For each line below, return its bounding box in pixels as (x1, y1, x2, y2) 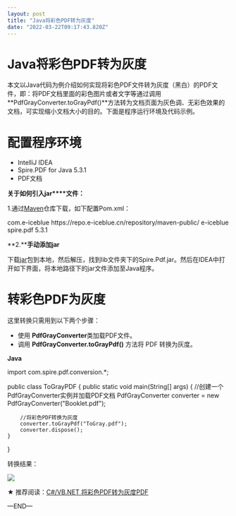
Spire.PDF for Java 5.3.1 (17, 166, 87, 174)
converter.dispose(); (20, 426, 83, 434)
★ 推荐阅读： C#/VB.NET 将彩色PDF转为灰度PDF (7, 488, 149, 496)
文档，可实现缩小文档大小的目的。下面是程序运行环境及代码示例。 (7, 107, 199, 116)
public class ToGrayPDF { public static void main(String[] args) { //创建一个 (7, 383, 224, 391)
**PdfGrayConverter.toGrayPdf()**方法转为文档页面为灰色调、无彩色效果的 (7, 98, 225, 107)
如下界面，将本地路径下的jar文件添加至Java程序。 (13, 264, 159, 272)
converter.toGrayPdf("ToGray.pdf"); (20, 421, 128, 428)
